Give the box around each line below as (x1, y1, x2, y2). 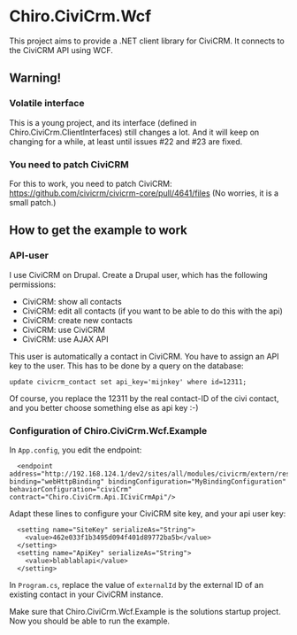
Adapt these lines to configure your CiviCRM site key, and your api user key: (9, 507, 286, 519)
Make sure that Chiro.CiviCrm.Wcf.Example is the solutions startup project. (9, 606, 281, 616)
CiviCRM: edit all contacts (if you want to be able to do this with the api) (21, 306, 283, 316)
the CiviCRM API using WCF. (9, 44, 113, 55)
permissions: (9, 279, 57, 290)
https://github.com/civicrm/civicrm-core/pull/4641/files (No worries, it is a (9, 188, 279, 198)
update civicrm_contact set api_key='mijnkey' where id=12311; (9, 377, 247, 386)
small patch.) (9, 197, 57, 207)
